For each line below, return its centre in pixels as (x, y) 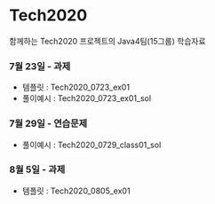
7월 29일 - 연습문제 (48, 123)
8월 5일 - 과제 (37, 169)
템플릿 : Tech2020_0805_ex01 (76, 191)
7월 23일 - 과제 (40, 66)
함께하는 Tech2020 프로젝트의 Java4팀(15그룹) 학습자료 (107, 41)
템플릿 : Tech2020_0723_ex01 (76, 87)
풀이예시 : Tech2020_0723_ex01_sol (87, 98)
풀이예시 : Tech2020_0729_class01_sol (92, 145)
